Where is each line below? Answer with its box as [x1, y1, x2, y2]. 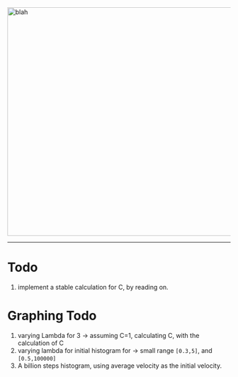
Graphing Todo [7, 308, 97, 324]
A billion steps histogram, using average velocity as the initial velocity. [17, 361, 222, 370]
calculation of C [17, 339, 64, 347]
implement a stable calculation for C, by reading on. [17, 283, 169, 291]
